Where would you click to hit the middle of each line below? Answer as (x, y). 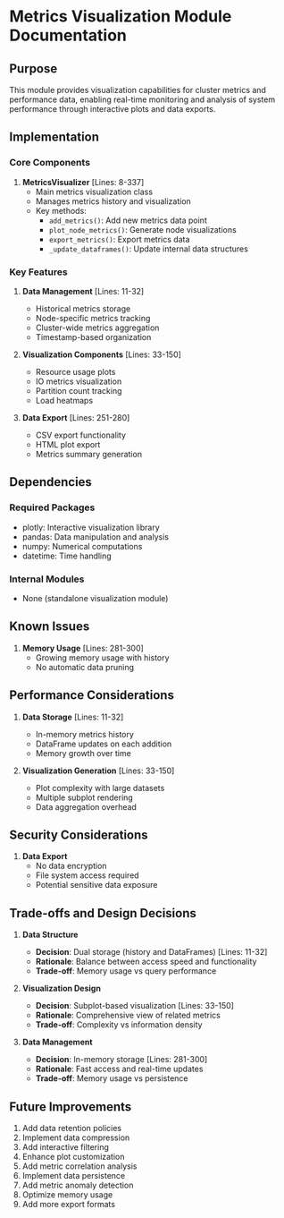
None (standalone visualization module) (95, 598)
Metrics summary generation (89, 454)
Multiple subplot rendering (84, 797)
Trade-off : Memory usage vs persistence (112, 1078)
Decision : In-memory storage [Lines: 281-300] (121, 1060)
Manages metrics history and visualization (113, 201)
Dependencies (50, 482)
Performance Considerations (92, 695)
